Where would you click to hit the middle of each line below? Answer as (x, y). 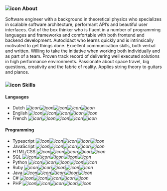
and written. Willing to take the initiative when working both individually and (83, 51)
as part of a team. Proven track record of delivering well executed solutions (83, 56)
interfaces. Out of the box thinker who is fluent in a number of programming (83, 30)
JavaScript (23, 146)
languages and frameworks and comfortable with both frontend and (75, 35)
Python (20, 162)
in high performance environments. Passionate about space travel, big (77, 62)
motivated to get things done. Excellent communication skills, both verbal (80, 46)
